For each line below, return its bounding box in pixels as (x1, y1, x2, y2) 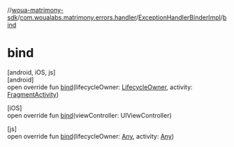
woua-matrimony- (11, 6, 64, 14)
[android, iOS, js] (7, 68, 56, 76)
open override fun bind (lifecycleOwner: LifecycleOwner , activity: (7, 83, 193, 91)
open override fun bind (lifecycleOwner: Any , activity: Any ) (7, 132, 175, 140)
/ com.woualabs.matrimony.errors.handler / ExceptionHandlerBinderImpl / (17, 13, 224, 22)
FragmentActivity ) (7, 90, 59, 98)
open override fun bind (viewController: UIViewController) (7, 111, 173, 119)
